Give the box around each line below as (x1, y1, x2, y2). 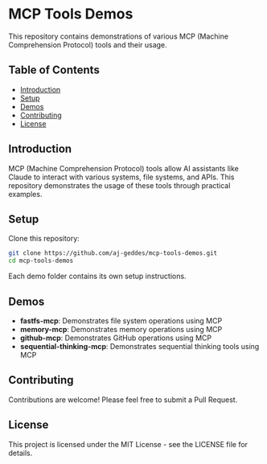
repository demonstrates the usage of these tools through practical (8, 180, 231, 190)
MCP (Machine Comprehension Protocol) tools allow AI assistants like (8, 163, 239, 173)
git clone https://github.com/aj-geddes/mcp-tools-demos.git (8, 249, 218, 257)
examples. (8, 189, 43, 199)
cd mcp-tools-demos (8, 257, 74, 265)
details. (8, 448, 33, 458)
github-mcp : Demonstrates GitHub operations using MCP (19, 333, 212, 343)
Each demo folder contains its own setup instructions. (8, 271, 187, 281)
